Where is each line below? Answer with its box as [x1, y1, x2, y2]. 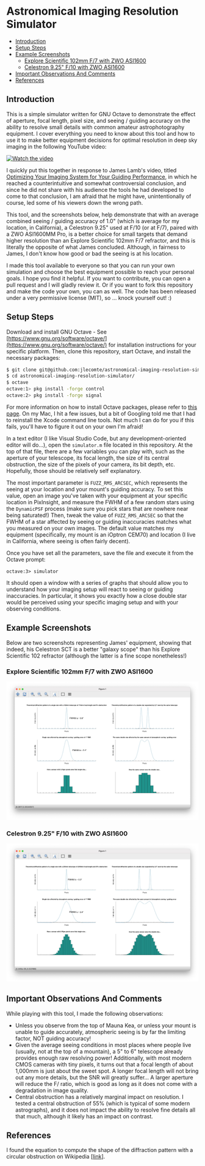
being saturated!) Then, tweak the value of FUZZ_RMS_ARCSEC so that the [6, 512, 184, 519]
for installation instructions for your [108, 341, 196, 348]
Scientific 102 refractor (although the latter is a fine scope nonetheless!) [6, 652, 187, 659]
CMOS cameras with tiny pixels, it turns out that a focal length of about [15, 1060, 193, 1068]
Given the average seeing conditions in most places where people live [15, 1041, 192, 1049]
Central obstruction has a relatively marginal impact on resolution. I [15, 1093, 184, 1101]
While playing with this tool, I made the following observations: [6, 1010, 164, 1017]
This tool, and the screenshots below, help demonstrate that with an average [6, 211, 199, 218]
